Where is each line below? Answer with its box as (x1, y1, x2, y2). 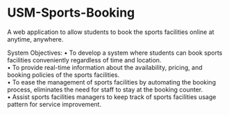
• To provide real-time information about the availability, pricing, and (7, 63, 203, 71)
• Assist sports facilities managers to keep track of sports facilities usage (7, 92, 217, 101)
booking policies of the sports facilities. (7, 71, 120, 79)
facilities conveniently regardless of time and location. (7, 55, 162, 64)
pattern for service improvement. (7, 100, 102, 108)
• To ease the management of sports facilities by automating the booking (7, 78, 217, 86)
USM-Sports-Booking (7, 5, 135, 21)
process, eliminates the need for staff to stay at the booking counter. (7, 85, 203, 94)
